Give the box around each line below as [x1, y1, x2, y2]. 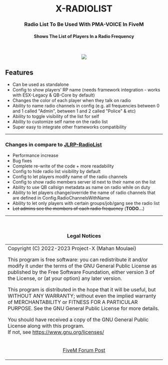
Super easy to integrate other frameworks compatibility [12, 124, 126, 130]
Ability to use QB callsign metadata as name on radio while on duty [12, 184, 150, 190]
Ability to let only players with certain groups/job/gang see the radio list [12, 200, 160, 206]
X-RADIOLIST [55, 3, 113, 14]
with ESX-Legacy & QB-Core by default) [12, 92, 95, 98]
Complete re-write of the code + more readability [12, 163, 114, 169]
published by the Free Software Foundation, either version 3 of [7, 268, 155, 275]
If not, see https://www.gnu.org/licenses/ [7, 328, 104, 335]
